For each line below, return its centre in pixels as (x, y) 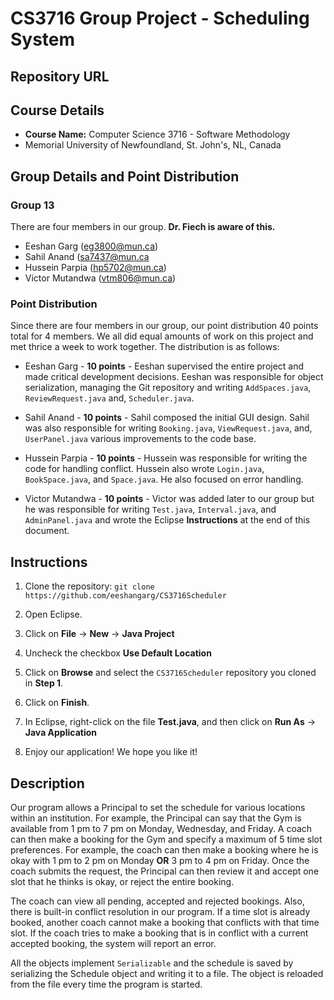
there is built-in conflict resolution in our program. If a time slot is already (160, 911)
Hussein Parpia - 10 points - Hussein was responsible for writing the (166, 458)
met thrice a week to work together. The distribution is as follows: (145, 347)
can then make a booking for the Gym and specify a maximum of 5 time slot (166, 839)
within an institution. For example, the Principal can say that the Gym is (156, 818)
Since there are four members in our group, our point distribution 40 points (164, 326)
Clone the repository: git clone (89, 586)
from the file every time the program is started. (106, 984)
